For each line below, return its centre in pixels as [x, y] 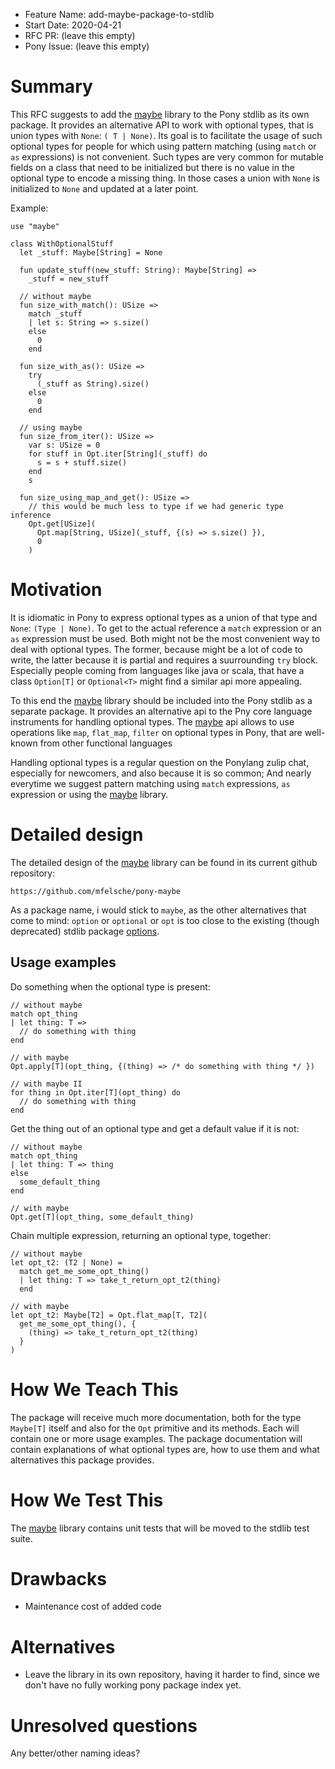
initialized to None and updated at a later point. [104, 188]
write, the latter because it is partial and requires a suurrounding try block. [164, 660]
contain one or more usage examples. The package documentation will [156, 1438]
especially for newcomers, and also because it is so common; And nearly [161, 773]
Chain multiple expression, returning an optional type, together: [141, 1235]
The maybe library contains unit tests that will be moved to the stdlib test [160, 1528]
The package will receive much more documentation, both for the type [156, 1417]
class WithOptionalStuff [62, 244]
